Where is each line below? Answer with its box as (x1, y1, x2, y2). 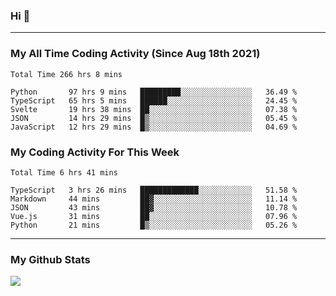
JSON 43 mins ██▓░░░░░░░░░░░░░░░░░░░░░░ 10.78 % (10, 202, 298, 213)
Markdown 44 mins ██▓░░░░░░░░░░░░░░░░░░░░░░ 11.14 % (10, 194, 298, 204)
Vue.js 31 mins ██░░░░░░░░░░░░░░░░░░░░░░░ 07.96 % (10, 211, 298, 221)
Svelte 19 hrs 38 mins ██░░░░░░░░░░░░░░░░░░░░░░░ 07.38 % (10, 104, 298, 114)
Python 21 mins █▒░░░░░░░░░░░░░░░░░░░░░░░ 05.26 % (10, 220, 298, 230)
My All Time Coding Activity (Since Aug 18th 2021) (10, 47, 261, 61)
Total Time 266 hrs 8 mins (10, 69, 123, 79)
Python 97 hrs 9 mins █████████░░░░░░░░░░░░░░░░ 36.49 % (10, 87, 298, 97)
